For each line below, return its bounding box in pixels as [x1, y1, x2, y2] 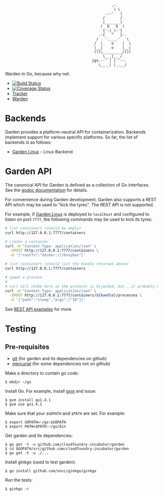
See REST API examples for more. [5, 306, 73, 312]
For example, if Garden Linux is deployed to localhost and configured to [5, 211, 149, 217]
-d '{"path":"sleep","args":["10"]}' [9, 298, 86, 303]
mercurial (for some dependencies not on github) [12, 361, 111, 367]
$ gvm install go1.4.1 [5, 398, 51, 402]
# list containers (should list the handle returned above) [5, 262, 130, 267]
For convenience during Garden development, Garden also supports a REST [5, 196, 157, 202]
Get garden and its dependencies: [5, 433, 73, 439]
